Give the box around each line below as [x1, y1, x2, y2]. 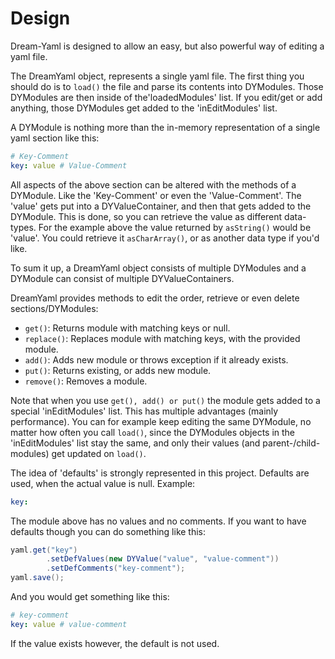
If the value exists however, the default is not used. [10, 637, 220, 649]
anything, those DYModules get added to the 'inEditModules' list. [10, 102, 278, 114]
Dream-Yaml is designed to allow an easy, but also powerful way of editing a [10, 40, 325, 52]
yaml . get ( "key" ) [10, 545, 78, 555]
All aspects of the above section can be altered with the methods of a [10, 178, 297, 191]
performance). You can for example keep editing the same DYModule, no [10, 415, 312, 427]
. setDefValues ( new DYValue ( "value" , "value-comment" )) [46, 554, 280, 564]
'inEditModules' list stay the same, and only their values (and [10, 437, 261, 449]
